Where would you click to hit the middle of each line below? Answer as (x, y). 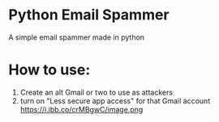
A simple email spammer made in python (76, 37)
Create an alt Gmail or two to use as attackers (96, 92)
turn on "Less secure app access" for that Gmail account (115, 101)
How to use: (49, 70)
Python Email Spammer (89, 15)
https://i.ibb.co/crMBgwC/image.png (82, 109)
